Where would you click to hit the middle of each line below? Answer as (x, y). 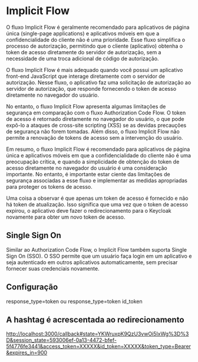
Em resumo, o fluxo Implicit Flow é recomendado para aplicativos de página (98, 149)
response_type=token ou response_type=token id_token (74, 301)
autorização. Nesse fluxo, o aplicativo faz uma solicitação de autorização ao (99, 82)
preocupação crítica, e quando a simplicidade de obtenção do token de (93, 162)
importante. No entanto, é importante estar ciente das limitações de (88, 174)
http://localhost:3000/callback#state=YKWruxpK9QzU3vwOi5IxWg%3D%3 (98, 334)
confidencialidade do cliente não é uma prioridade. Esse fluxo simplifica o (96, 40)
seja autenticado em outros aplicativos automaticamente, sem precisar (92, 262)
